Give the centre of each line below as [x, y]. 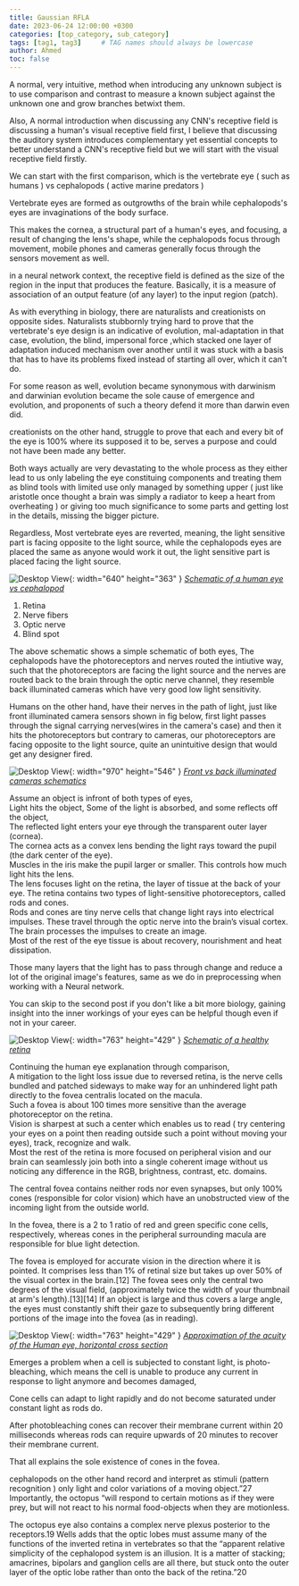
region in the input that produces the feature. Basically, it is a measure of [143, 285]
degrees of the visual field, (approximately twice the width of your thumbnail [149, 1289]
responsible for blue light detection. [75, 1244]
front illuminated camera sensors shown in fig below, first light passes [138, 716]
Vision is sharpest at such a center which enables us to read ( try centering [147, 1124]
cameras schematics [48, 781]
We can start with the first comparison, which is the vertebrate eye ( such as [149, 176]
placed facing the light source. [65, 561]
